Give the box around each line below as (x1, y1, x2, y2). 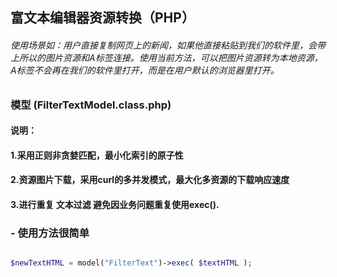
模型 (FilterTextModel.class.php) (10, 98, 172, 112)
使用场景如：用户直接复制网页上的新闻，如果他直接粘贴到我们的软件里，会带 (10, 39, 326, 51)
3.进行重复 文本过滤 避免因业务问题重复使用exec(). (10, 198, 220, 210)
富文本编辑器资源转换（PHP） (10, 9, 195, 27)
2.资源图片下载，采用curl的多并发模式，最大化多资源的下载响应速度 (10, 174, 290, 186)
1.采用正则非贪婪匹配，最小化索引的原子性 (10, 149, 184, 161)
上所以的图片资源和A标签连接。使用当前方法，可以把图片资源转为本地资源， (10, 51, 323, 63)
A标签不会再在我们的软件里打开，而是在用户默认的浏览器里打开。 (10, 64, 280, 76)
